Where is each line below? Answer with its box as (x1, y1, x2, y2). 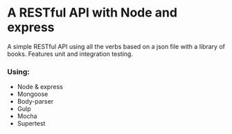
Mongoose (17, 90, 48, 98)
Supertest (17, 119, 46, 128)
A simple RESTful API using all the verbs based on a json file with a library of (7, 42, 225, 50)
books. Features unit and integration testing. (7, 50, 134, 58)
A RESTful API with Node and (7, 5, 178, 21)
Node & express (17, 83, 64, 91)
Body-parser (17, 97, 54, 106)
